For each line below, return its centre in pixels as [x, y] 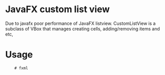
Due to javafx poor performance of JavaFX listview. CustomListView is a [80, 23]
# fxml [21, 68]
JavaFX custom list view [57, 9]
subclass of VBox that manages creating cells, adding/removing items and [83, 28]
